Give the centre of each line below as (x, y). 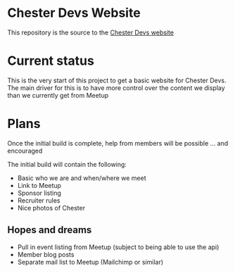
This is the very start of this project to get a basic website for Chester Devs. (117, 80)
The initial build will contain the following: (67, 164)
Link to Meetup (39, 185)
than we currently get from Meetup (58, 95)
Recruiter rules (39, 200)
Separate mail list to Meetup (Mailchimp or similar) (90, 262)
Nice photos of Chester (51, 208)
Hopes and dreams (50, 230)
